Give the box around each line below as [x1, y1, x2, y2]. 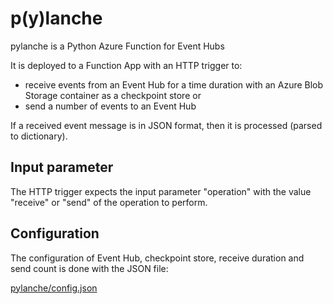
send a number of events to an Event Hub [24, 100, 197, 112]
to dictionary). [10, 130, 68, 142]
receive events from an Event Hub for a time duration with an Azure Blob [24, 78, 324, 91]
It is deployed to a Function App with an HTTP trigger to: [10, 59, 243, 71]
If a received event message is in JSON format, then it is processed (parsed [10, 119, 323, 131]
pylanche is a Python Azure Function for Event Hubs [10, 40, 225, 52]
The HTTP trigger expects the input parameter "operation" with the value [10, 185, 312, 197]
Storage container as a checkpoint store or [24, 89, 202, 101]
